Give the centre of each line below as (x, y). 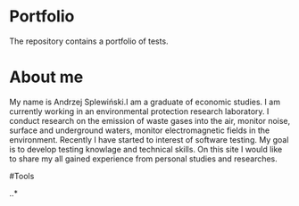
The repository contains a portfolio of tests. (89, 41)
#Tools (22, 176)
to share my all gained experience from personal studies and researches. (144, 159)
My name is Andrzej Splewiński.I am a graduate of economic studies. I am (145, 102)
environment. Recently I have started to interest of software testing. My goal (149, 139)
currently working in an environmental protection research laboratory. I (139, 111)
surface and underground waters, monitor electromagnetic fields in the (140, 130)
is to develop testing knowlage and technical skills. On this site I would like (146, 149)
